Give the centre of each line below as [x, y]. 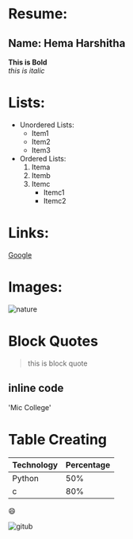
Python [26, 478]
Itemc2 [55, 200]
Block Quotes [53, 341]
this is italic [27, 71]
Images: [36, 287]
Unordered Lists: [47, 125]
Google [20, 254]
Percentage [88, 464]
